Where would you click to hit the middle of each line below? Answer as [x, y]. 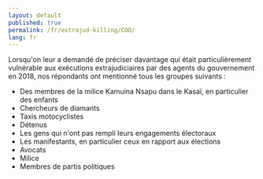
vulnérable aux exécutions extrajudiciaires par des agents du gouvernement [131, 68]
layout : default [35, 15]
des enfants [39, 100]
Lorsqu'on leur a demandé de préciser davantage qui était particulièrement [130, 60]
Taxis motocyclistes [52, 117]
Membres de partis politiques [67, 166]
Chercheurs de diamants [59, 108]
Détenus [33, 125]
